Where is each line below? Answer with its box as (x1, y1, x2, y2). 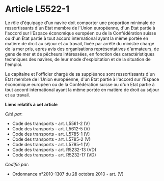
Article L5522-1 (5, 3, 70, 15)
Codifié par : (5, 161, 29, 167)
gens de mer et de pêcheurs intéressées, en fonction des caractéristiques (5, 51, 155, 57)
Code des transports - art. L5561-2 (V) (12, 121, 90, 126)
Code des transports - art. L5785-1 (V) (12, 131, 90, 137)
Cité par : (5, 111, 23, 117)
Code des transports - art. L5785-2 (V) (12, 136, 91, 142)
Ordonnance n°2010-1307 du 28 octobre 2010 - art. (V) (12, 171, 124, 177)
